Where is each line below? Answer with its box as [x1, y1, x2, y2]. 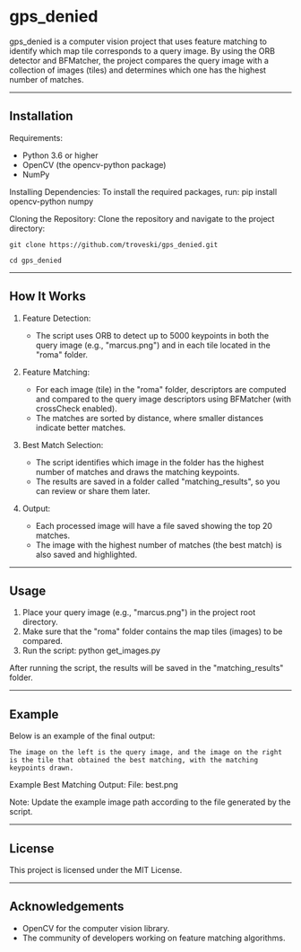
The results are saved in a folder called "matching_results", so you [35, 476, 280, 487]
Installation [9, 109, 73, 124]
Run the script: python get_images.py [21, 645, 161, 657]
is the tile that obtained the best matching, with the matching [9, 756, 258, 765]
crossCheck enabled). [35, 402, 118, 414]
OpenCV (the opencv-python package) [21, 159, 167, 170]
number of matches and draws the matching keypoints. [35, 466, 240, 477]
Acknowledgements [9, 899, 125, 914]
